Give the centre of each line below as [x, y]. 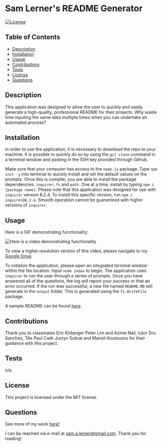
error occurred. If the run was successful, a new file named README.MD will [79, 286]
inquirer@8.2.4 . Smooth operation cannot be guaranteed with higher [74, 200]
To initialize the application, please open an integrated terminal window [76, 266]
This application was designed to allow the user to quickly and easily [74, 107]
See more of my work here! [32, 424]
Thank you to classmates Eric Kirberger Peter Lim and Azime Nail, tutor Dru [81, 333]
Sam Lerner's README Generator [74, 9]
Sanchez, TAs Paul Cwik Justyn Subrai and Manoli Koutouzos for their [75, 338]
